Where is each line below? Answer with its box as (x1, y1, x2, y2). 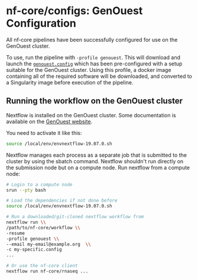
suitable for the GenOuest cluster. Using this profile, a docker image (6, 66, 171, 73)
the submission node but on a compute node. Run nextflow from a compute (6, 164, 190, 171)
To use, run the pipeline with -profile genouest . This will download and (6, 54, 181, 61)
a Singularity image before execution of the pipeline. (6, 78, 134, 86)
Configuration (6, 17, 77, 30)
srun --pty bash (6, 187, 46, 193)
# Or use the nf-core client (6, 263, 78, 269)
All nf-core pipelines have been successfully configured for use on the (6, 36, 178, 43)
